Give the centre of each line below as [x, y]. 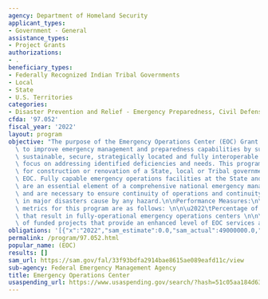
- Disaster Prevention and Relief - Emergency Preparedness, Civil [123, 112]
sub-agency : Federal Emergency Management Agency [93, 268]
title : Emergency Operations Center [69, 275]
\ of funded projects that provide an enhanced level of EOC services [135, 223]
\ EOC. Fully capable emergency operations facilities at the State [132, 179]
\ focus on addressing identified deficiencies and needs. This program [139, 164]
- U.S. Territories [41, 97]
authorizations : [35, 53]
